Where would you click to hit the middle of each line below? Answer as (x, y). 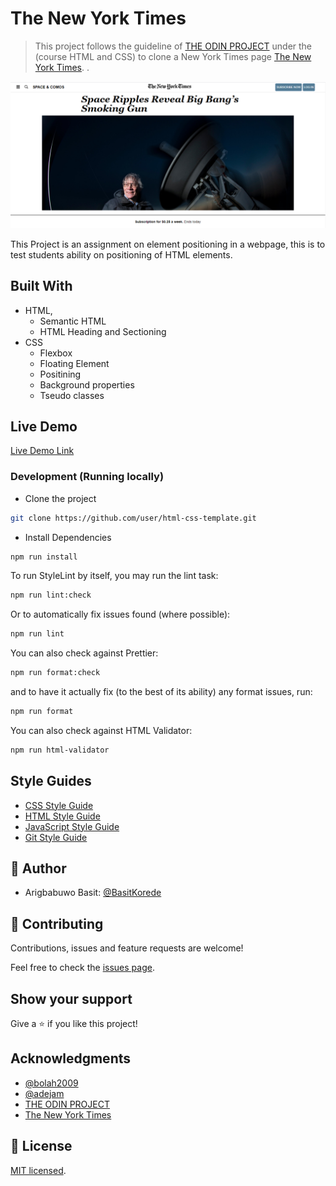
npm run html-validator (60, 750)
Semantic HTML (73, 321)
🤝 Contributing (57, 923)
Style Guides (51, 781)
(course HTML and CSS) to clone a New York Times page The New (173, 56)
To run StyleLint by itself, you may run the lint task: (114, 576)
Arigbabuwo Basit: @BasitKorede (93, 893)
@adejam (44, 1093)
